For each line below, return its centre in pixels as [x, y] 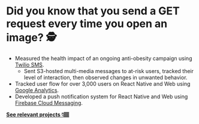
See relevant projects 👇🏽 [38, 114]
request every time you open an [87, 24]
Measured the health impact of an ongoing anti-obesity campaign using [103, 58]
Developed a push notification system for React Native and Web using [101, 96]
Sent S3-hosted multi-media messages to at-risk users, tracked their [108, 71]
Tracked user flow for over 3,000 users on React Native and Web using [102, 84]
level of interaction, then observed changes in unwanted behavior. [105, 77]
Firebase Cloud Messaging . [49, 102]
